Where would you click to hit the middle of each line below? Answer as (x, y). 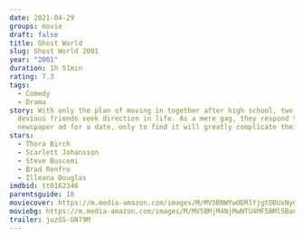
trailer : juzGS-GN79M (50, 219)
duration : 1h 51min (46, 69)
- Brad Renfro (44, 169)
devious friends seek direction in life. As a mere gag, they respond (153, 119)
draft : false (34, 34)
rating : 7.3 (32, 77)
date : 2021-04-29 (42, 18)
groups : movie (36, 26)
